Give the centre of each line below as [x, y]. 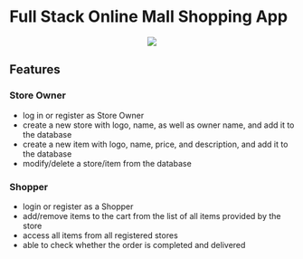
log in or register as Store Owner [83, 115]
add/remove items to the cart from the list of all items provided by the [151, 216]
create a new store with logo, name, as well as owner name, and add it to [158, 125]
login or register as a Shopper [78, 206]
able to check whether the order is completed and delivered [134, 245]
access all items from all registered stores [100, 235]
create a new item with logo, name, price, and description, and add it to [155, 144]
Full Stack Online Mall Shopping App [148, 17]
